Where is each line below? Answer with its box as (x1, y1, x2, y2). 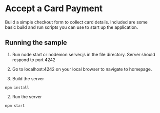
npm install (5, 85, 29, 90)
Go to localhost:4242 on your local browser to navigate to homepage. (12, 66, 152, 72)
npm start (5, 103, 25, 108)
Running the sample (5, 39, 67, 47)
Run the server (12, 93, 42, 99)
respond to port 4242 (12, 57, 56, 63)
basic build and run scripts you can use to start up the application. (5, 24, 138, 30)
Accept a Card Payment (5, 3, 103, 14)
